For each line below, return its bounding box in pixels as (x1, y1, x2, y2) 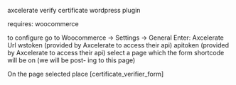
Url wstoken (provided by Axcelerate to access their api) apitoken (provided (7, 41, 230, 49)
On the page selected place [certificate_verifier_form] (7, 70, 164, 78)
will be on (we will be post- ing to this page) (7, 56, 136, 64)
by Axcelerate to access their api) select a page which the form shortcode (7, 49, 225, 57)
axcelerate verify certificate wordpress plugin (7, 6, 141, 14)
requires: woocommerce (7, 20, 80, 28)
